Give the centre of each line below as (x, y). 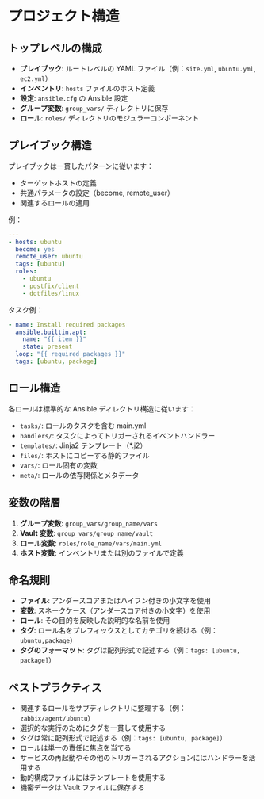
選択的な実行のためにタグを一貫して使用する (93, 728)
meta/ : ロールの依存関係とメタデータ (79, 475)
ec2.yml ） (36, 78)
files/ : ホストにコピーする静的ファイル (84, 455)
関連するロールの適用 (54, 202)
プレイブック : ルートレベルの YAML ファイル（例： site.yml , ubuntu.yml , (138, 69)
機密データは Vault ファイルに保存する (82, 788)
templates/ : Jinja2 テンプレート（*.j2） (83, 445)
